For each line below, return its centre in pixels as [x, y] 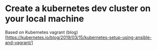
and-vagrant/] [19, 42]
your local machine [45, 19]
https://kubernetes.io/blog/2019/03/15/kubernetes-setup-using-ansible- [79, 37]
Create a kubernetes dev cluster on [78, 8]
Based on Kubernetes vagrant [35, 32]
